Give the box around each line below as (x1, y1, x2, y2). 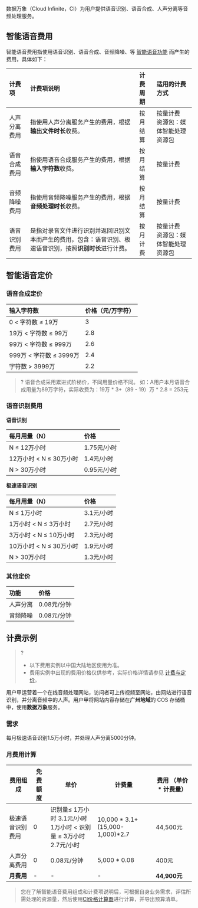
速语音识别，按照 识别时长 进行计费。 (30, 244, 131, 252)
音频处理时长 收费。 (30, 202, 84, 210)
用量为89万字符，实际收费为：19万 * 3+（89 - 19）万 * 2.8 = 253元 (25, 386, 189, 393)
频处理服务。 (6, 12, 37, 19)
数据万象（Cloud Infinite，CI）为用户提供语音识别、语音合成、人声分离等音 (6, 5, 189, 12)
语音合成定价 (6, 290, 43, 298)
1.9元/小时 (84, 542, 114, 550)
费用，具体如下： (6, 55, 48, 63)
